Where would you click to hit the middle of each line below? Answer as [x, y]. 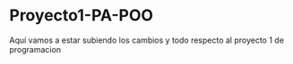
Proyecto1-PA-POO [82, 16]
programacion [35, 49]
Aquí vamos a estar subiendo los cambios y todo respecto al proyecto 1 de [147, 40]
